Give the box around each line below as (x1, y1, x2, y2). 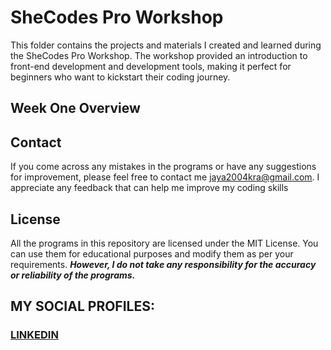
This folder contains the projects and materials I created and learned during (10, 39, 322, 51)
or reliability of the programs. (10, 269, 136, 281)
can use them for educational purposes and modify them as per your (10, 247, 294, 260)
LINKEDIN (10, 328, 59, 342)
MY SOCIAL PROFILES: (10, 298, 155, 315)
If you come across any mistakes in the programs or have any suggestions (10, 161, 317, 173)
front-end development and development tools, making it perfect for (10, 60, 292, 72)
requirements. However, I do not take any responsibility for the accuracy (10, 258, 317, 270)
